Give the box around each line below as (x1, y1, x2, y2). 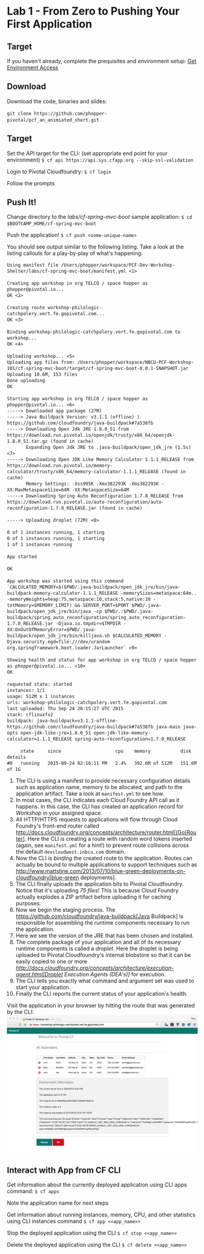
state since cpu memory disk (20, 749, 191, 755)
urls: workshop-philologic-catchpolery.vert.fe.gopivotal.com (7, 700, 167, 706)
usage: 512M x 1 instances (7, 694, 75, 700)
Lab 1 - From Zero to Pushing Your (7, 4, 180, 18)
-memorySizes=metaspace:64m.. (120, 591, 197, 597)
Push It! (7, 197, 37, 208)
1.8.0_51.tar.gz (7, 439, 48, 445)
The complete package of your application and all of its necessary (15, 939, 181, 946)
